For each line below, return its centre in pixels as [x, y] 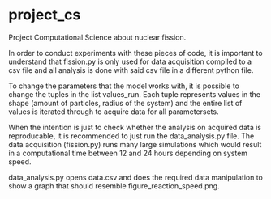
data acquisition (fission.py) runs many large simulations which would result [135, 144]
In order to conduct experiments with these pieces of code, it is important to [135, 53]
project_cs [45, 15]
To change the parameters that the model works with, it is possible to [124, 86]
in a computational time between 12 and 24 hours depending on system [128, 153]
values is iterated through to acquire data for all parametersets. [114, 112]
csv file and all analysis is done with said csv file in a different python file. [131, 70]
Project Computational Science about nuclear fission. [97, 37]
